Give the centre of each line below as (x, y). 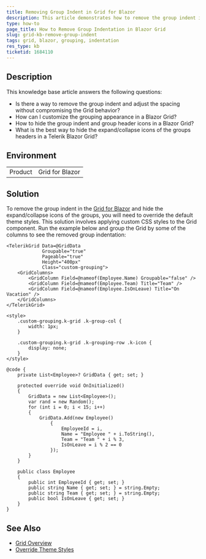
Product (21, 172)
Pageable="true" (63, 257)
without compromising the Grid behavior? (68, 110)
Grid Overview (33, 543)
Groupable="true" (64, 252)
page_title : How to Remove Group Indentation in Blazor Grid (86, 29)
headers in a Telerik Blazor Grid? (56, 136)
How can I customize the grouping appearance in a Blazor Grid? (96, 117)
